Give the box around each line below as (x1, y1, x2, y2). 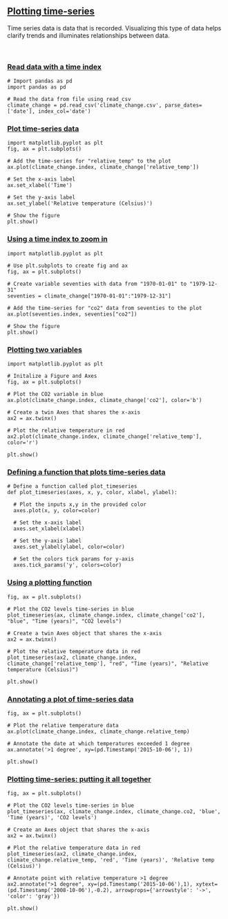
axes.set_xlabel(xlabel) (13, 525, 85, 532)
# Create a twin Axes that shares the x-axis (7, 409, 140, 416)
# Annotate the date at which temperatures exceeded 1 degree (7, 740, 190, 747)
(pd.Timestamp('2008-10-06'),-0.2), (7, 887, 113, 894)
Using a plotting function (7, 578, 92, 588)
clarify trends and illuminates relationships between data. (7, 31, 171, 39)
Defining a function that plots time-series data (7, 467, 166, 477)
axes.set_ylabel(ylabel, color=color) (13, 543, 126, 551)
